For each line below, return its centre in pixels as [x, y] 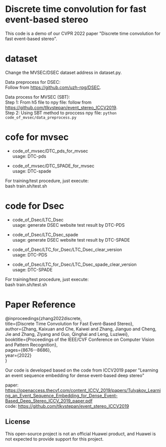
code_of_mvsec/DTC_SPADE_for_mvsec [53, 166]
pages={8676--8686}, [28, 350]
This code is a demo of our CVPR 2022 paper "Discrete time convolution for [83, 33]
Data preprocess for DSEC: [33, 82]
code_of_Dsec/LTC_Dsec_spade [45, 235]
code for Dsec [35, 206]
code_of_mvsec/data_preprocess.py [41, 118]
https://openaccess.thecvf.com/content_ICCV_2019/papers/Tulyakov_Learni [83, 390]
